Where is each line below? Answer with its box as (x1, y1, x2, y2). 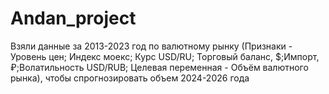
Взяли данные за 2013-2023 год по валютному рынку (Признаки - (10, 40, 293, 52)
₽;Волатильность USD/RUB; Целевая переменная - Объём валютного (10, 61, 309, 73)
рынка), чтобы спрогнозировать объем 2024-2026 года (10, 72, 250, 84)
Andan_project (10, 7, 137, 30)
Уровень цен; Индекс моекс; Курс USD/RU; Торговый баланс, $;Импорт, (10, 50, 320, 62)
